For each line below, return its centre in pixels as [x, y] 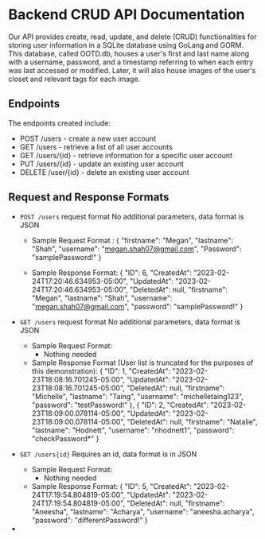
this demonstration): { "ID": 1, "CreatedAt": [101, 370]
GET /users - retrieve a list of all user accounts [96, 147]
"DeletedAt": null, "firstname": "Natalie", [192, 421]
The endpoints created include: [60, 123]
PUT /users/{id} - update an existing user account [102, 164]
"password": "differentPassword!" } [90, 520]
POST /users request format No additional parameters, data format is [132, 216]
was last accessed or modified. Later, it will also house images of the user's [132, 70]
